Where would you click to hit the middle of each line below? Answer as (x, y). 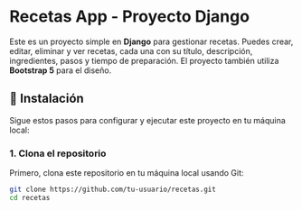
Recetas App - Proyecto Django (130, 17)
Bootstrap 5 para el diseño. (61, 70)
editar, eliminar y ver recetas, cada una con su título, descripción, (131, 50)
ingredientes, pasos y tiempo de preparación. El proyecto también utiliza (144, 60)
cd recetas (30, 197)
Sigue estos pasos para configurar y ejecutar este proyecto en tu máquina (148, 120)
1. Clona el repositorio (58, 153)
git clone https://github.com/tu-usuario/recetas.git (113, 190)
